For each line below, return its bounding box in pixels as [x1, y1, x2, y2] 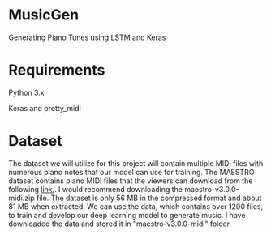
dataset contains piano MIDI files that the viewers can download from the [8, 176, 253, 186]
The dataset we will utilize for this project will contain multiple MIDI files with [8, 158, 264, 168]
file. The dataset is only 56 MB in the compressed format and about [36, 193, 262, 203]
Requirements [8, 61, 105, 79]
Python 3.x [8, 88, 45, 97]
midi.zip [8, 193, 35, 203]
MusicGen [8, 6, 80, 24]
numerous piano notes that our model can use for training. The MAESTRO [8, 167, 255, 177]
